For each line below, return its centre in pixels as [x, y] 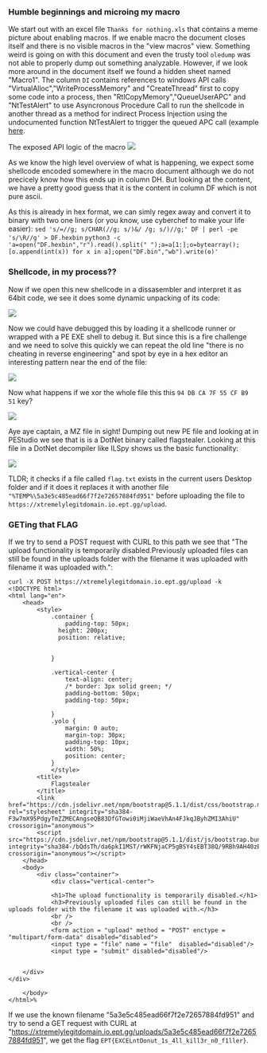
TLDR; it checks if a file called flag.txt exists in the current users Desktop [130, 478]
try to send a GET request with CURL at [73, 1023]
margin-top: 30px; [95, 735]
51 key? [21, 401]
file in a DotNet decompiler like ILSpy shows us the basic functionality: [124, 448]
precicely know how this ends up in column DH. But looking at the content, [130, 180]
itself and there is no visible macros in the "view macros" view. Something [129, 46]
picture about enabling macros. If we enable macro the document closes [127, 37]
